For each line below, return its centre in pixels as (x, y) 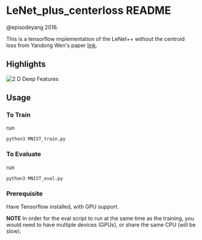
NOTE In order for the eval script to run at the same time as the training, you (100, 218)
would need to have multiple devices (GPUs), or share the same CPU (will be (101, 225)
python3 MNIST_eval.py (35, 178)
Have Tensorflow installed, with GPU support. (63, 207)
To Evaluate (24, 154)
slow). (14, 231)
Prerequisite (25, 194)
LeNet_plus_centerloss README (89, 11)
